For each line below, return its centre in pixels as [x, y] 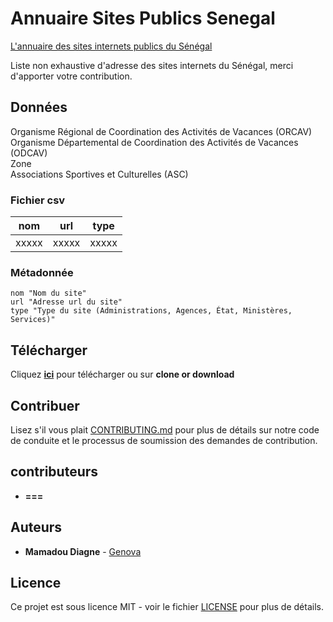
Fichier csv [38, 200]
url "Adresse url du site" [66, 302]
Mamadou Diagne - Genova [83, 551]
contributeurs [54, 472]
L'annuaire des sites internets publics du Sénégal [111, 46]
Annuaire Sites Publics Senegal [143, 18]
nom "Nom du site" [48, 293]
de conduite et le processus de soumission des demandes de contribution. [164, 440]
